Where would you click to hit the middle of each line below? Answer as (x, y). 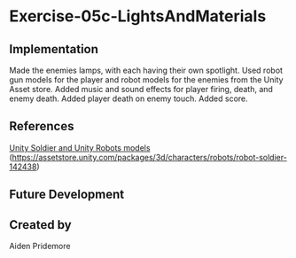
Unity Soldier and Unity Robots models (80, 147)
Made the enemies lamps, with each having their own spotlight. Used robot (146, 70)
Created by (41, 225)
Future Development (67, 195)
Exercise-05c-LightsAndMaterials (138, 16)
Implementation (54, 49)
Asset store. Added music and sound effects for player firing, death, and (141, 89)
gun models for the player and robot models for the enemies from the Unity (146, 80)
